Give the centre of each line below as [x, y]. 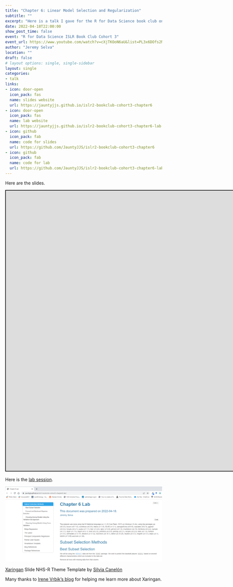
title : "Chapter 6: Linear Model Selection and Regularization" [73, 10]
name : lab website [29, 121]
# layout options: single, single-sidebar [50, 63]
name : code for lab [30, 163]
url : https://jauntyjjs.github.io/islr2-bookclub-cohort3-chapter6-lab [86, 126]
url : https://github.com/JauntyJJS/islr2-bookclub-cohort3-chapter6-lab [87, 168]
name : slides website [32, 100]
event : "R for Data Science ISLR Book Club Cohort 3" [62, 37]
